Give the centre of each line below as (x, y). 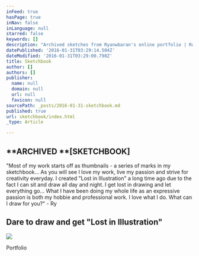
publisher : (20, 78)
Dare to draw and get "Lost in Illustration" (84, 222)
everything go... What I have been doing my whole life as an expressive (93, 191)
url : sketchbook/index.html (41, 116)
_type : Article (25, 122)
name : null (25, 84)
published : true (26, 111)
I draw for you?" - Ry (32, 203)
